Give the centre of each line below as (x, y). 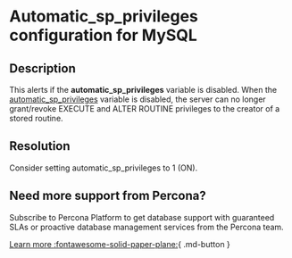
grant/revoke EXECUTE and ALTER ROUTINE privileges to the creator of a (145, 108)
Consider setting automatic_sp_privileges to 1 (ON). (104, 168)
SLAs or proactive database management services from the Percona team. (146, 227)
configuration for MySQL (104, 35)
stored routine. (37, 118)
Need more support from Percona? (108, 196)
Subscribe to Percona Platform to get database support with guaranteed (142, 217)
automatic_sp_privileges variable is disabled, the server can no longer (138, 99)
